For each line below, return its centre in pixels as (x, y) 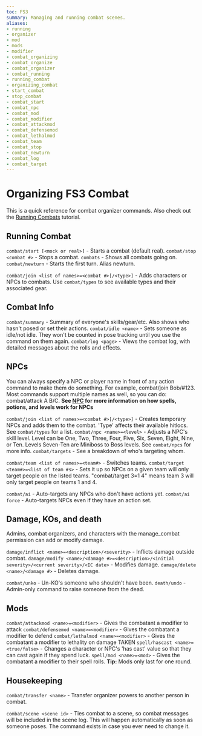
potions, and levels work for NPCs (50, 407)
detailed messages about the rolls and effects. (64, 347)
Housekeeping (34, 681)
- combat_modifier (29, 119)
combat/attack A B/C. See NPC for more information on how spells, (91, 400)
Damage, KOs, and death (54, 519)
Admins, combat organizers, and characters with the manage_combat (93, 534)
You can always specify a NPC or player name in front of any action (90, 381)
